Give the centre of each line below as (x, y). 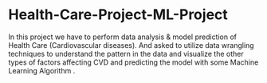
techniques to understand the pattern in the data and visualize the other (126, 53)
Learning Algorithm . (42, 70)
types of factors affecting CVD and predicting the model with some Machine (133, 62)
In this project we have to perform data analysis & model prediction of (123, 37)
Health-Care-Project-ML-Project (118, 15)
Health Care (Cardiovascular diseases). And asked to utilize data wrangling (131, 45)
